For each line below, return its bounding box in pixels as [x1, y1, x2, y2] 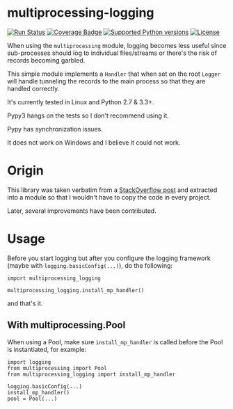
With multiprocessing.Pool [7, 319, 126, 331]
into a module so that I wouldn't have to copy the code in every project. [7, 193, 211, 201]
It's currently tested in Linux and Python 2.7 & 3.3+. [7, 97, 154, 106]
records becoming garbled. [7, 56, 86, 64]
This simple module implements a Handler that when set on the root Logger [7, 70, 221, 78]
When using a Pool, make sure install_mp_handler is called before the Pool [7, 337, 223, 346]
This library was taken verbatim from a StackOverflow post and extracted [7, 186, 218, 194]
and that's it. [7, 299, 43, 307]
